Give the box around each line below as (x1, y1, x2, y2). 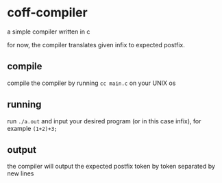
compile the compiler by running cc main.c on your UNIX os (7, 79, 176, 87)
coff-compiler (7, 5, 88, 21)
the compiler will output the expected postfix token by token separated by (7, 162, 216, 171)
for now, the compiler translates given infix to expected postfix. (7, 40, 185, 49)
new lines (7, 169, 34, 178)
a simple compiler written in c (7, 27, 90, 36)
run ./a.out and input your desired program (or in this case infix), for (7, 117, 201, 125)
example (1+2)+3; (7, 124, 58, 132)
